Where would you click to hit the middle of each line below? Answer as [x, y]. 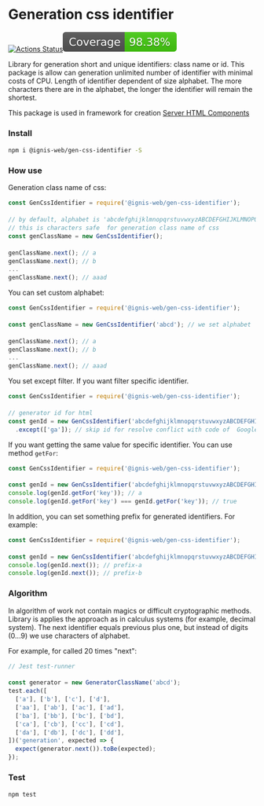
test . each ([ [27, 691]
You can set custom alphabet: [56, 293]
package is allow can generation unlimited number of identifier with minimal [130, 72]
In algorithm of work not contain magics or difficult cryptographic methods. [130, 610]
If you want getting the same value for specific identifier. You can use [121, 445]
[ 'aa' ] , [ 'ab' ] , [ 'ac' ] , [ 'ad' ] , [70, 707]
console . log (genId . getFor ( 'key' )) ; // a [75, 493]
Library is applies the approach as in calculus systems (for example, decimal [132, 619]
